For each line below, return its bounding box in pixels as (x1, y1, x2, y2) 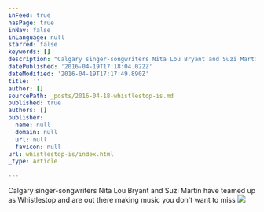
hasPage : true (8, 19, 55, 27)
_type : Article (8, 158, 58, 166)
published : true (8, 99, 61, 107)
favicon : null (15, 143, 61, 151)
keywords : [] (8, 48, 51, 56)
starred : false (8, 41, 58, 49)
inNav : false (8, 26, 51, 34)
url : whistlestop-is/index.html (8, 150, 114, 158)
